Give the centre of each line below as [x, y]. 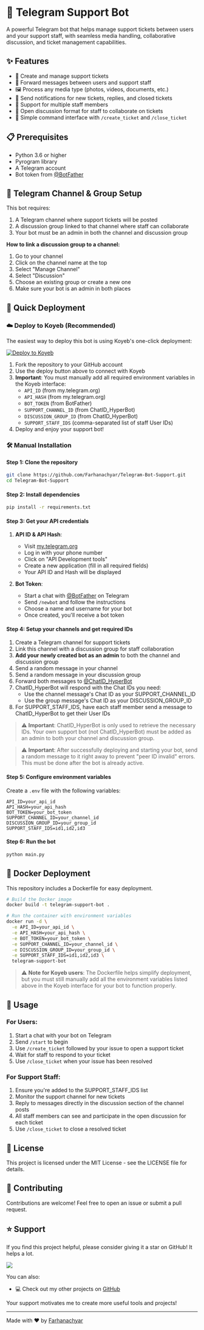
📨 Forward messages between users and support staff [83, 82]
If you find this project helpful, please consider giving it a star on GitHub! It [99, 1247]
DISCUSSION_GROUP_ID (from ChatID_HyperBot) [81, 417]
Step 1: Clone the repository [42, 462]
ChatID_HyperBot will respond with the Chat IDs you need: [88, 688]
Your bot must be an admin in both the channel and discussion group [101, 233]
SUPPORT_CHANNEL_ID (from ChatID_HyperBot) [80, 410]
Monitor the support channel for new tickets [70, 1096]
